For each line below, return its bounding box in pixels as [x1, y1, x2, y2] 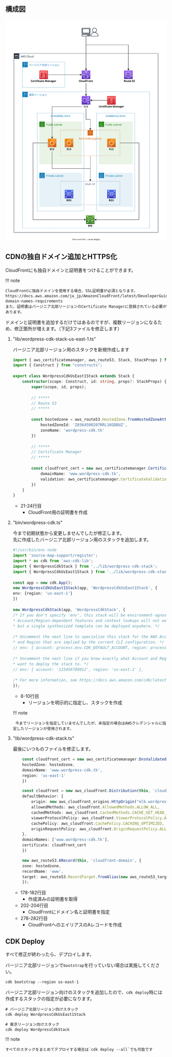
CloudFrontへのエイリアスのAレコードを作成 [28, 922, 122, 928]
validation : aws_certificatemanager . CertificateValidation [40, 476, 169, 482]
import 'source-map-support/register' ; [12, 553, 98, 558]
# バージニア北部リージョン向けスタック [5, 1007, 78, 1012]
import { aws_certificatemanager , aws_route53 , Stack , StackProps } [12, 357, 162, 363]
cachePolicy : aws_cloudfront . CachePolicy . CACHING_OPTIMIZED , [31, 821, 165, 826]
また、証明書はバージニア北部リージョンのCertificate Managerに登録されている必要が [5, 304, 167, 309]
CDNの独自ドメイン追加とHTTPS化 [5, 253, 117, 261]
